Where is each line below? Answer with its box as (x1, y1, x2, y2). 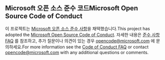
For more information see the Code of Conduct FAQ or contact (22, 44, 149, 50)
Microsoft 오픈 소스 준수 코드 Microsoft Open (5, 4, 138, 13)
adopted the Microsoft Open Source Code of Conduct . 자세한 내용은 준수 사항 (5, 32, 160, 38)
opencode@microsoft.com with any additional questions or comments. (5, 49, 149, 55)
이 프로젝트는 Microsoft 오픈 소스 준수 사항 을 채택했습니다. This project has (5, 25, 150, 31)
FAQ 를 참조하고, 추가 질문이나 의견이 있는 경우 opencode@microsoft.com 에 (5, 38, 155, 43)
